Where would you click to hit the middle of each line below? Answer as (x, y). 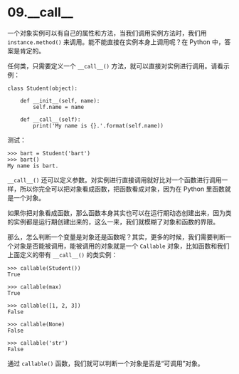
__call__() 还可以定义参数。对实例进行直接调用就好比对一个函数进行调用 (115, 180)
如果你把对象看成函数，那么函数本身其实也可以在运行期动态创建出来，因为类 (119, 213)
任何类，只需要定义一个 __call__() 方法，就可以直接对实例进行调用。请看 (116, 66)
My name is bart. (33, 166)
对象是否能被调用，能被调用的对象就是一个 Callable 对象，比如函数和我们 (121, 246)
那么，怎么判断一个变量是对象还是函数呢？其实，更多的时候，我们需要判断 (116, 237)
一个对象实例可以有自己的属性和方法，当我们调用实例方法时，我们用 (107, 33)
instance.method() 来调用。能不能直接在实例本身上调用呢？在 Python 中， (116, 42)
